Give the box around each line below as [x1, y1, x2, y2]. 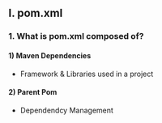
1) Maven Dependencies [8, 50, 92, 60]
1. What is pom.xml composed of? [8, 31, 144, 42]
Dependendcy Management [19, 105, 113, 115]
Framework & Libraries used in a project [19, 69, 154, 78]
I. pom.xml [8, 6, 63, 20]
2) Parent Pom [8, 87, 58, 97]
